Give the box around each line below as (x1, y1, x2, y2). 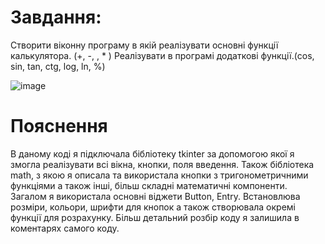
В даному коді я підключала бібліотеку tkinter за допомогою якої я (10, 147, 295, 160)
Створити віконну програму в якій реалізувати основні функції (10, 39, 279, 51)
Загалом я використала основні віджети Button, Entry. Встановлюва (10, 190, 301, 202)
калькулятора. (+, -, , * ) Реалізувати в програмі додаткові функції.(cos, (10, 49, 315, 61)
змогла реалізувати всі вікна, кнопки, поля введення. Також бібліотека (10, 158, 315, 170)
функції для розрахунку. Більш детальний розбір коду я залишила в (10, 211, 300, 223)
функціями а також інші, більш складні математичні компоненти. (10, 179, 288, 191)
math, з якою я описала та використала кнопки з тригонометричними (10, 169, 309, 181)
